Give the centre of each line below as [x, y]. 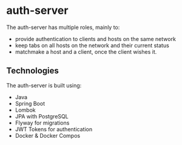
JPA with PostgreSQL [42, 116]
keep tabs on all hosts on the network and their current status [92, 45]
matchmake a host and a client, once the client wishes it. [86, 51]
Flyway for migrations [42, 123]
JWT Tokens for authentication [54, 129]
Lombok [25, 110]
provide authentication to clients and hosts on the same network [95, 39]
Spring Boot [30, 103]
